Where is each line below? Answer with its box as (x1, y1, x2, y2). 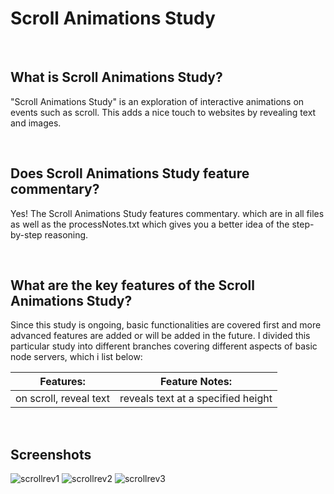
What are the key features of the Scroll (10, 277, 255, 294)
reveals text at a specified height (119, 392, 273, 406)
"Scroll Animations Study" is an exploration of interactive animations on (10, 95, 305, 107)
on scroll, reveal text (15, 392, 111, 406)
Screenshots (10, 446, 92, 463)
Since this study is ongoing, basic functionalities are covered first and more (10, 319, 322, 331)
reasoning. (44, 228, 89, 241)
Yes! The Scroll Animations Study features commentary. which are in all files (10, 207, 325, 219)
